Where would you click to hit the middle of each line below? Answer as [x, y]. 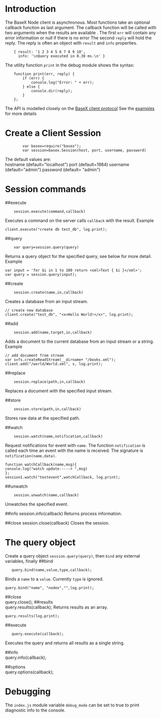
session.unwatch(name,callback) [46, 495]
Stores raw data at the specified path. [43, 418]
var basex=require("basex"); [52, 146]
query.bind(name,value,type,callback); [52, 570]
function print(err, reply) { [44, 74]
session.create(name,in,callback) [48, 292]
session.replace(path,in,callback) [50, 382]
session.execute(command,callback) [50, 211]
